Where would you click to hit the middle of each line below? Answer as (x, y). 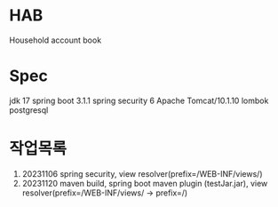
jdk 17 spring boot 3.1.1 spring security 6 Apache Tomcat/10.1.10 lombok (139, 100)
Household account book (56, 40)
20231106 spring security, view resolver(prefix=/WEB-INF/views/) (143, 173)
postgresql (29, 110)
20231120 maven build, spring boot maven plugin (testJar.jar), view (145, 183)
